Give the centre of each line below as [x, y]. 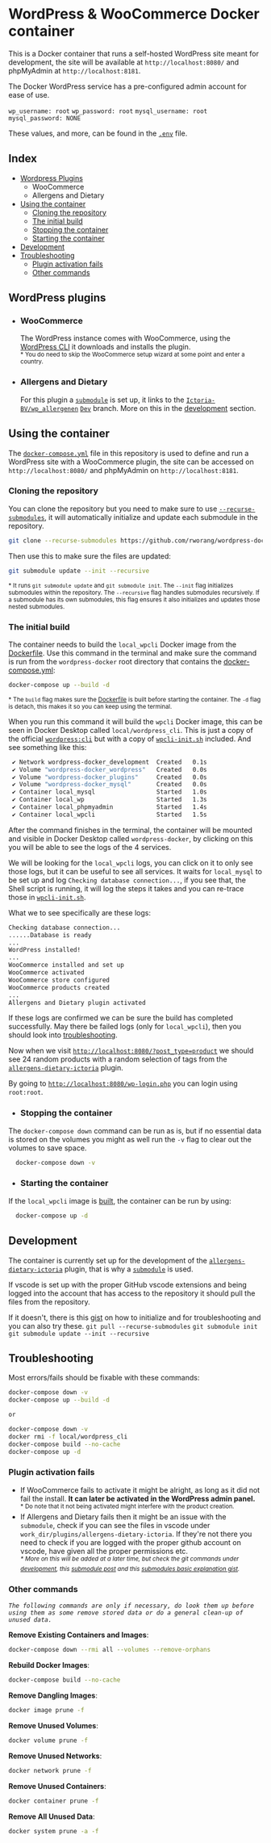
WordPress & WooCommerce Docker [134, 14]
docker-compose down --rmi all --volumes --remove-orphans [110, 1650]
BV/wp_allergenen [49, 408]
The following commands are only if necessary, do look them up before [131, 1606]
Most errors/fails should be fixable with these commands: [104, 1378]
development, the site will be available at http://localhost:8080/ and [124, 62]
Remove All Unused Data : [52, 1816]
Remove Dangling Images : [53, 1695]
